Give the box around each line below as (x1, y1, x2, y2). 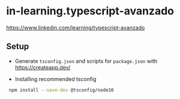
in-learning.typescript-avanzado (6, 4, 174, 18)
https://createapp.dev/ (14, 64, 71, 71)
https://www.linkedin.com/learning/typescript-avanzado (6, 24, 145, 31)
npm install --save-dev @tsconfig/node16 (8, 87, 114, 93)
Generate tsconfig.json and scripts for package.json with (14, 57, 158, 64)
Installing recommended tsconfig (14, 75, 97, 82)
